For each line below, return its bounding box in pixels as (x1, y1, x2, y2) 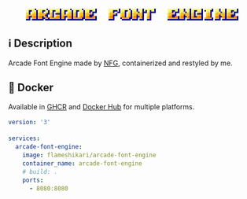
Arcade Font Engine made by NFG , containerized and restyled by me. (8, 58, 234, 68)
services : (8, 135, 41, 142)
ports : (22, 176, 44, 184)
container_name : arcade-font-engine (22, 160, 143, 168)
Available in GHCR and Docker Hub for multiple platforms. (8, 101, 195, 111)
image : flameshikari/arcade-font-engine (22, 151, 157, 160)
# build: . (22, 168, 58, 175)
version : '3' (8, 118, 51, 126)
